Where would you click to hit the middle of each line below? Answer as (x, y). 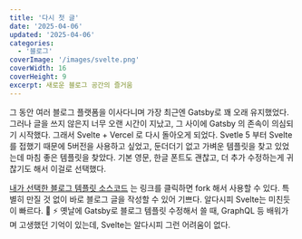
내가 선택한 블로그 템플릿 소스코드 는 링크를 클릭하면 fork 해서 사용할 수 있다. (145, 187)
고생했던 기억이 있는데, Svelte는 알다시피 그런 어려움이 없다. (125, 225)
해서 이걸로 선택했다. (70, 168)
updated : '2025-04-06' (52, 34)
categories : (32, 43)
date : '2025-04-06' (46, 26)
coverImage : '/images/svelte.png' (75, 60)
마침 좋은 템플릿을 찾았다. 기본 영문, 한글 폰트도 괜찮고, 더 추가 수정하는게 (155, 157)
